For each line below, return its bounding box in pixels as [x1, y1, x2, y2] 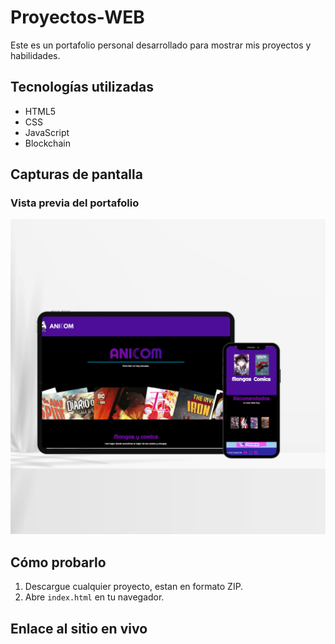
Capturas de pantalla [10, 166, 143, 183]
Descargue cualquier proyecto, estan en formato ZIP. [24, 581, 244, 593]
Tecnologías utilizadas [10, 79, 154, 96]
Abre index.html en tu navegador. [24, 591, 165, 603]
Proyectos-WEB [10, 6, 145, 29]
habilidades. [10, 49, 61, 61]
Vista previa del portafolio [10, 196, 140, 210]
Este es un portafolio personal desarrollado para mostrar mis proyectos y [10, 39, 312, 51]
